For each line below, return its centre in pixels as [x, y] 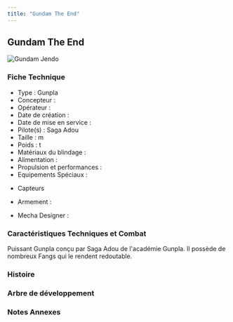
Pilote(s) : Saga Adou [48, 130]
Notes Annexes [34, 311]
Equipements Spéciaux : [52, 174]
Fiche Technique [36, 77]
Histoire [21, 274]
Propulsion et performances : [60, 167]
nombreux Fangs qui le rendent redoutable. [70, 256]
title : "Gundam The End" [44, 14]
